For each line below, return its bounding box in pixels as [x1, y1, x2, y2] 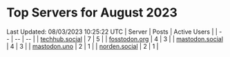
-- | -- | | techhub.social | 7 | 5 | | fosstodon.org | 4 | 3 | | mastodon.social [14, 34, 224, 43]
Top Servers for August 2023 [6, 5, 178, 21]
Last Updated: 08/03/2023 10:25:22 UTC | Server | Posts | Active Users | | [6, 27, 218, 36]
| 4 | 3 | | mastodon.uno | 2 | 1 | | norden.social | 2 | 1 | [6, 42, 159, 50]
